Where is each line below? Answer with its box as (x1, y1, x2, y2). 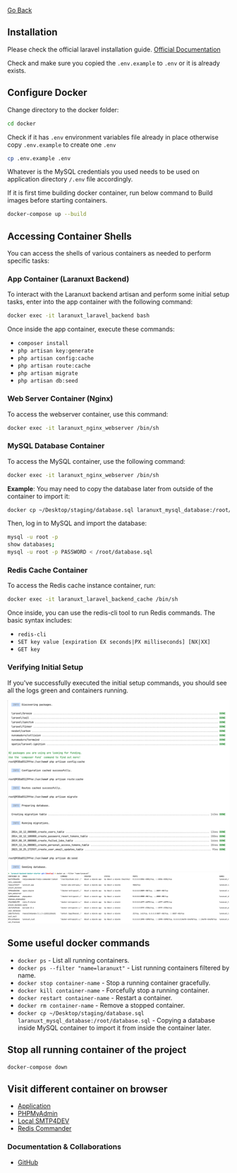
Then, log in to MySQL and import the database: (7, 519, 147, 528)
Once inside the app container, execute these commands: (7, 325, 175, 334)
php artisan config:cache (17, 355, 94, 362)
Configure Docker (7, 87, 87, 99)
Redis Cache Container (7, 565, 88, 575)
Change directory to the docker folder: (7, 105, 119, 114)
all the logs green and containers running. (7, 686, 129, 694)
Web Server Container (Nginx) (7, 394, 114, 404)
